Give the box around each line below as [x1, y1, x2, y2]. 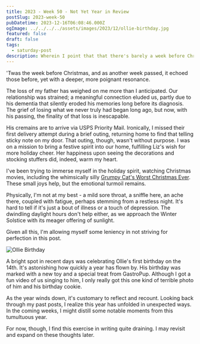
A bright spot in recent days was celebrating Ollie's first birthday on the [6, 257, 182, 265]
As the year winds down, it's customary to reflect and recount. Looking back [6, 294, 194, 301]
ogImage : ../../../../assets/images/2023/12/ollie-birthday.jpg [6, 25, 169, 32]
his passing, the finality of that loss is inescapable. [6, 112, 130, 120]
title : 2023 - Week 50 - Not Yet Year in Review [6, 8, 129, 15]
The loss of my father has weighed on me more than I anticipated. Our [6, 87, 178, 94]
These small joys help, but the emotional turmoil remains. [6, 180, 146, 187]
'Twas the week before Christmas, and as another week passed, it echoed [6, 69, 189, 76]
